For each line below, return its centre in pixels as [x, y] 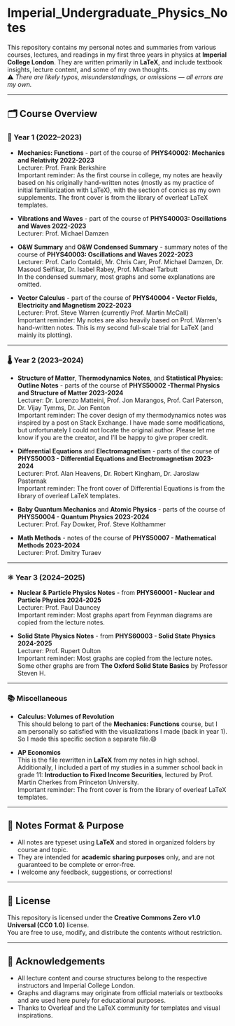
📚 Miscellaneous [37, 699]
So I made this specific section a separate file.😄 [87, 739]
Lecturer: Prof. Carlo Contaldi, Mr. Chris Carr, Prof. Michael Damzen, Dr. [120, 261]
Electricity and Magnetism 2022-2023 [74, 305]
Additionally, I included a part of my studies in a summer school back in [120, 767]
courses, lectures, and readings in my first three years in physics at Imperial [117, 55]
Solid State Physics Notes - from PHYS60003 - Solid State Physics [116, 636]
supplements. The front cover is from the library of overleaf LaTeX [113, 197]
